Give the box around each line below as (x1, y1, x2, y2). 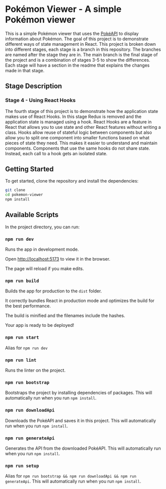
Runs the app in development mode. (5, 246, 79, 252)
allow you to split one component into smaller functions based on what (5, 134, 150, 140)
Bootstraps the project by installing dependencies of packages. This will (5, 390, 153, 396)
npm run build (5, 278, 39, 284)
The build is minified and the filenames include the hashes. (5, 312, 125, 319)
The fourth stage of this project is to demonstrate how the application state (5, 108, 159, 114)
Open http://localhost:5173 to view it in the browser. (5, 256, 111, 262)
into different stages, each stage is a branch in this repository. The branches (5, 46, 161, 52)
